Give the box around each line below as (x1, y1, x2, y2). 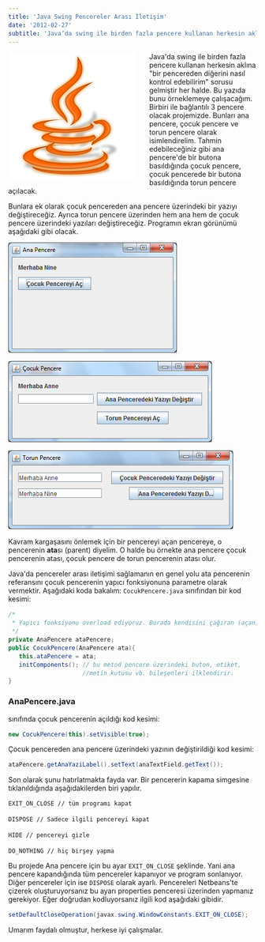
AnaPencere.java (8, 696, 76, 707)
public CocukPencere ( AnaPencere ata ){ (8, 644, 136, 652)
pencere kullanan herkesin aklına (149, 60, 256, 70)
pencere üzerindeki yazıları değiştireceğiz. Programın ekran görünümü (8, 218, 237, 228)
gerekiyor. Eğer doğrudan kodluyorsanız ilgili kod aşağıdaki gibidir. (8, 895, 223, 904)
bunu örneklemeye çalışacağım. (149, 94, 253, 104)
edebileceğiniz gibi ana (149, 145, 225, 154)
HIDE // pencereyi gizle (8, 831, 90, 839)
